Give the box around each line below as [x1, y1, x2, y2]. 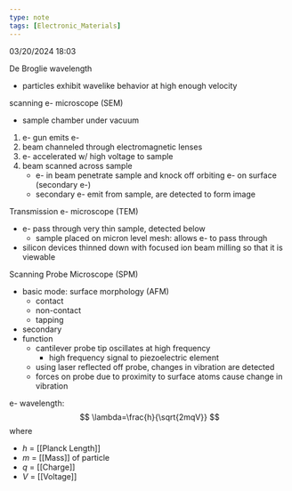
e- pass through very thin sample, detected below [21, 223, 207, 234]
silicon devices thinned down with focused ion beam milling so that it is [21, 242, 283, 253]
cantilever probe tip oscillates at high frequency [35, 342, 211, 353]
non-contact [35, 304, 82, 316]
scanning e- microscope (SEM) [9, 97, 124, 108]
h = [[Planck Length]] [21, 442, 101, 454]
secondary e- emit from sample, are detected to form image [35, 189, 256, 199]
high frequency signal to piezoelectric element [48, 352, 220, 363]
